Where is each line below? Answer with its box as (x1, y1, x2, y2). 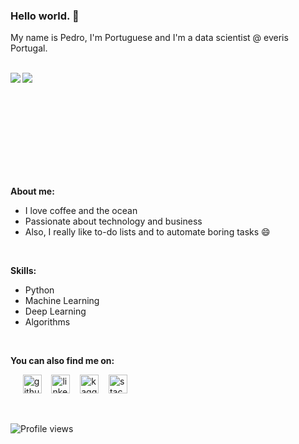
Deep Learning (24, 305, 87, 318)
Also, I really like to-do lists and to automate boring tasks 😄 (24, 226, 271, 238)
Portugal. (10, 42, 48, 54)
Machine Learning (24, 295, 100, 307)
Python (24, 284, 55, 296)
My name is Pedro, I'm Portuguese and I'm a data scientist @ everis (10, 32, 289, 44)
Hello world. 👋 (10, 9, 80, 23)
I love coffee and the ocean (24, 205, 138, 217)
